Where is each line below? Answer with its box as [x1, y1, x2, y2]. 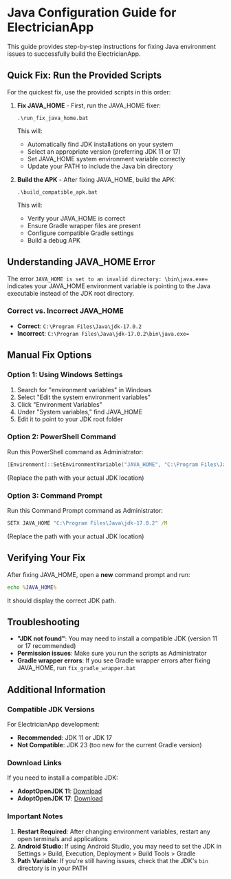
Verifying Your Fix [7, 552, 86, 564]
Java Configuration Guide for [7, 5, 177, 21]
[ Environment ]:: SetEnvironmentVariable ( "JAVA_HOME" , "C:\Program [7, 461, 198, 468]
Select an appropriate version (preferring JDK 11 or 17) [27, 147, 181, 156]
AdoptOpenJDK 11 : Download [16, 787, 102, 796]
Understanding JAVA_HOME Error [7, 256, 156, 268]
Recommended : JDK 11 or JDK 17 [16, 734, 112, 742]
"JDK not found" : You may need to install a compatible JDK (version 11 [16, 634, 218, 643]
